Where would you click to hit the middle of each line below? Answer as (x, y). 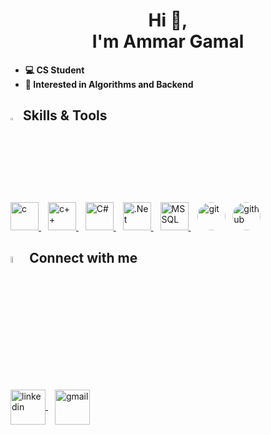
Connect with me (83, 258)
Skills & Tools (65, 115)
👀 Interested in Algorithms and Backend (109, 84)
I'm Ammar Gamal (168, 41)
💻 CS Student (54, 70)
